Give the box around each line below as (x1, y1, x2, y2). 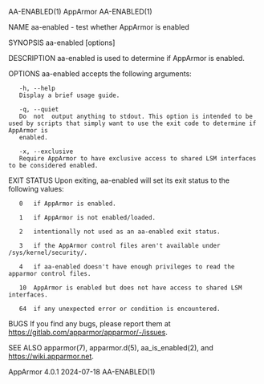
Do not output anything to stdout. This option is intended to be (18, 112, 253, 120)
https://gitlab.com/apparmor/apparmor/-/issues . (8, 328, 169, 337)
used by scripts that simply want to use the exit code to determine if (8, 119, 257, 127)
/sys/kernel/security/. (8, 249, 88, 257)
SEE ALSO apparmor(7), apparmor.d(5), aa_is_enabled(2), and (8, 343, 214, 352)
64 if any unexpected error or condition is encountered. (18, 305, 221, 313)
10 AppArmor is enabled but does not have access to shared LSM (18, 284, 242, 292)
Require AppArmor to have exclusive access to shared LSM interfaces (18, 155, 257, 163)
